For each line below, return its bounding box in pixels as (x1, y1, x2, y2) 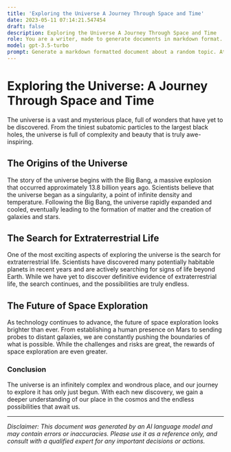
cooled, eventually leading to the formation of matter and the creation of (7, 205, 212, 214)
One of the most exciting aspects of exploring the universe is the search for (7, 251, 221, 259)
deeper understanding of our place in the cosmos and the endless (7, 395, 195, 403)
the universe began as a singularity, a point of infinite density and (7, 190, 192, 198)
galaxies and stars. (7, 212, 60, 220)
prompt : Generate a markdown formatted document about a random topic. (7, 49, 217, 56)
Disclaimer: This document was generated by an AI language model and (7, 422, 213, 431)
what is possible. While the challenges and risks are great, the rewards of (7, 340, 215, 349)
